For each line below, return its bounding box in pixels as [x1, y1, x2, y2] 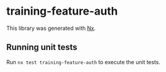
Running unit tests [6, 42, 78, 52]
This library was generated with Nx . [6, 24, 96, 32]
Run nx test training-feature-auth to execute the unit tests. [6, 58, 161, 65]
